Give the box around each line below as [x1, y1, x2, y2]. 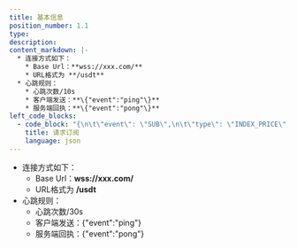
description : [9, 37, 57, 47]
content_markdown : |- [9, 46, 89, 55]
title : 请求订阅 [25, 128, 80, 137]
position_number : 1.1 [9, 21, 89, 30]
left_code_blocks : [9, 112, 77, 120]
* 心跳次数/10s [25, 87, 76, 96]
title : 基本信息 [9, 12, 64, 22]
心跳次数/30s [34, 205, 84, 217]
